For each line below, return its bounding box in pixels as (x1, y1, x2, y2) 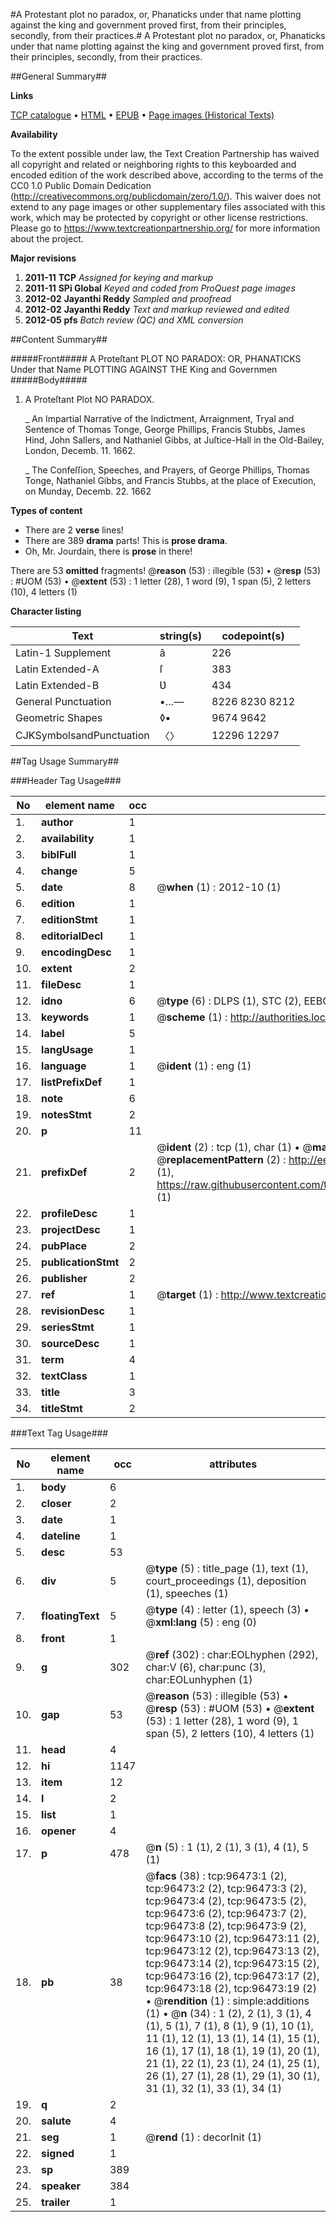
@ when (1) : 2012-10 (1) (156, 880, 282, 894)
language (41, 1059, 87, 1073)
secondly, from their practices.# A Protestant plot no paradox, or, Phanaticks (10, 30, 326, 41)
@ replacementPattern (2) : (156, 1153, 287, 1166)
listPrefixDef (41, 1075, 103, 1089)
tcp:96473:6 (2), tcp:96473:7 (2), (145, 1907, 307, 1920)
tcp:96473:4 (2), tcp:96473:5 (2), (145, 1894, 307, 1908)
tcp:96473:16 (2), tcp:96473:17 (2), (145, 1969, 320, 1983)
